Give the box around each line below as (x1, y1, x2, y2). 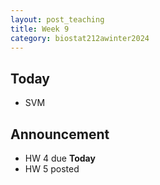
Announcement (10, 126, 110, 143)
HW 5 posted (24, 163, 80, 175)
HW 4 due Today (24, 152, 96, 164)
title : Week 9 (10, 24, 70, 34)
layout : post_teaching (10, 14, 105, 25)
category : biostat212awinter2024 (10, 33, 150, 43)
